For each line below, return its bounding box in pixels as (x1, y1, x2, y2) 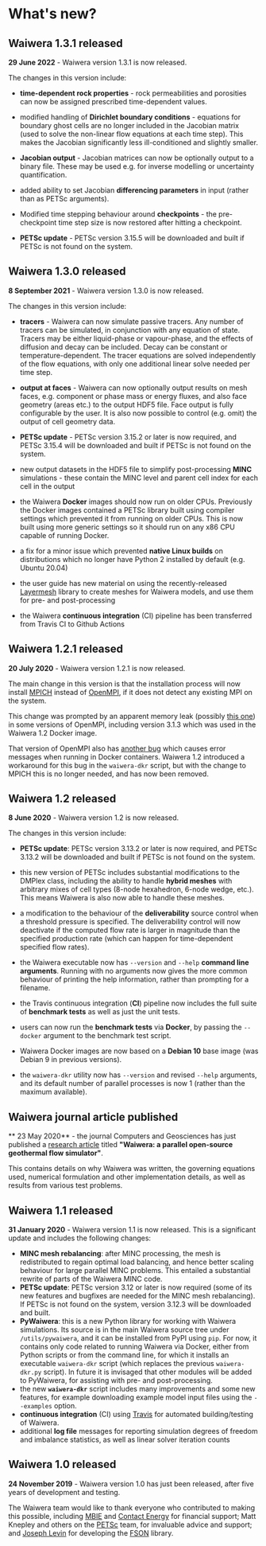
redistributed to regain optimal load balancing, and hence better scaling (19, 1257, 254, 1267)
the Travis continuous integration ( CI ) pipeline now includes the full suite (19, 998, 257, 1008)
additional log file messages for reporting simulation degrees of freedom (19, 1427, 258, 1436)
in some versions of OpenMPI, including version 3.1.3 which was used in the (8, 720, 256, 729)
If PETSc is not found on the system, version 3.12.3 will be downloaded (19, 1299, 252, 1310)
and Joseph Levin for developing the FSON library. (8, 1528, 174, 1537)
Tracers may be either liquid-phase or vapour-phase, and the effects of (19, 334, 253, 343)
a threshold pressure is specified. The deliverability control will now (19, 917, 241, 927)
